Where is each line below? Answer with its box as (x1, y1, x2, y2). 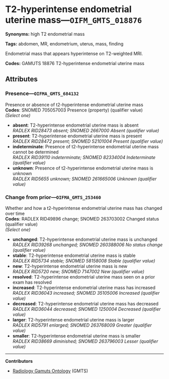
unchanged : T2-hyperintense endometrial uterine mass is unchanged (12, 236, 157, 242)
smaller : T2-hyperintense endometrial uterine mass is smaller (12, 333, 141, 339)
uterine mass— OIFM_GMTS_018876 (5, 14, 142, 26)
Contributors (5, 358, 33, 364)
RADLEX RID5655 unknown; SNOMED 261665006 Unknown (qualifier (12, 176, 157, 182)
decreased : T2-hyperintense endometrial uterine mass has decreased (12, 300, 159, 306)
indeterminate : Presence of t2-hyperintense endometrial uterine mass (12, 143, 159, 149)
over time (5, 210, 25, 216)
